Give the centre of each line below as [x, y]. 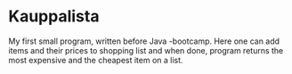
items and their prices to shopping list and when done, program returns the [146, 50]
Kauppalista [54, 16]
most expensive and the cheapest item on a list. [96, 60]
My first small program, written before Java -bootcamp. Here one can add [144, 41]
